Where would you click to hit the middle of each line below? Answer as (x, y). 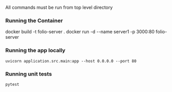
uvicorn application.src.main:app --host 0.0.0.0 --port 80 (71, 61)
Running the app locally (35, 51)
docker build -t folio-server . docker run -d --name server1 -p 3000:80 (80, 32)
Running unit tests (29, 74)
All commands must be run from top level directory (59, 7)
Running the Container (34, 20)
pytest (12, 84)
